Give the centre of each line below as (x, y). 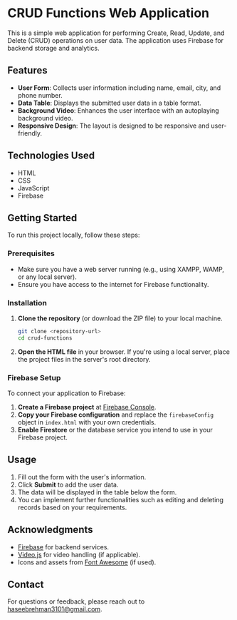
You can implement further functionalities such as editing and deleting (121, 499)
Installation (27, 303)
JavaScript (33, 188)
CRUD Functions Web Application (109, 13)
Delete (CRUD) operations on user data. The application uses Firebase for (116, 40)
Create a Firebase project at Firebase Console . (87, 407)
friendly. (30, 133)
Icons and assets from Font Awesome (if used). (87, 562)
